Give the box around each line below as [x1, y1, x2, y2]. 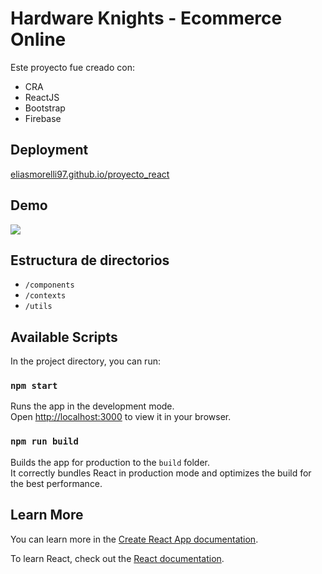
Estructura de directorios [10, 252, 170, 269]
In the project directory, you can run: [10, 355, 161, 367]
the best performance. [10, 477, 103, 489]
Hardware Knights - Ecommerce [10, 7, 283, 30]
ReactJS [24, 91, 60, 103]
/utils [24, 302, 53, 312]
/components [24, 280, 75, 291]
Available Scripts [10, 328, 118, 346]
